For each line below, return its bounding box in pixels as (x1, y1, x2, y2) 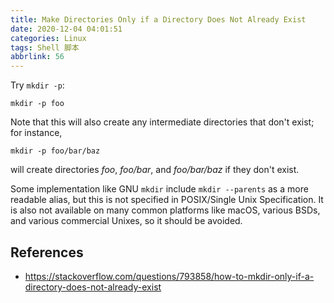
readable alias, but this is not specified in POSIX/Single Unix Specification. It (10, 194, 324, 206)
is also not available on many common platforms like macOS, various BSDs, (10, 204, 321, 216)
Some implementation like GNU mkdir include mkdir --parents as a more (10, 183, 309, 195)
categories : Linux (10, 33, 87, 43)
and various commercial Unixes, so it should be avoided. (10, 215, 243, 227)
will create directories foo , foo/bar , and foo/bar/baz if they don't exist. (10, 164, 300, 176)
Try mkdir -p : (10, 79, 65, 91)
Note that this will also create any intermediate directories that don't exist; (10, 116, 315, 128)
